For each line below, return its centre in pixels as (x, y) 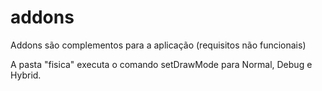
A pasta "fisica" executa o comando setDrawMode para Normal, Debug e (161, 64)
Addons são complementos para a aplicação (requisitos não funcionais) (158, 45)
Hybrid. (26, 75)
